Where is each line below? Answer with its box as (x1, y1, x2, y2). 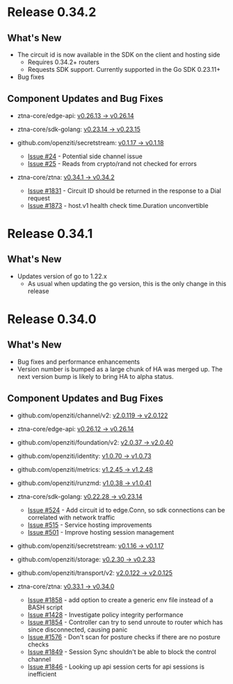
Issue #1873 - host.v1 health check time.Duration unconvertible (27, 201, 209, 209)
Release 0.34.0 (7, 311, 97, 327)
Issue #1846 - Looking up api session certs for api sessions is (27, 662, 205, 671)
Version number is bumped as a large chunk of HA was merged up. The (17, 364, 223, 373)
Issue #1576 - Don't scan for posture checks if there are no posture (27, 632, 221, 641)
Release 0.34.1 (7, 226, 93, 241)
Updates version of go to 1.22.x (17, 272, 108, 280)
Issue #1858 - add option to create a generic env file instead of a (27, 595, 214, 604)
